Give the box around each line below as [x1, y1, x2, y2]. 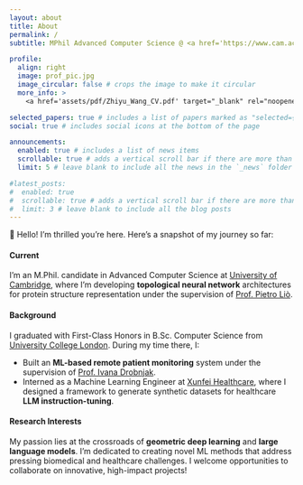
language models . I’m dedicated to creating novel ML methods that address [9, 445, 292, 456]
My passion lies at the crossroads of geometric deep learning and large [9, 435, 279, 447]
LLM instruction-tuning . [22, 395, 115, 406]
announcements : [9, 137, 67, 147]
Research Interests [9, 416, 82, 427]
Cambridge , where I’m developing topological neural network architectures [9, 279, 291, 290]
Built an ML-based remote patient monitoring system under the [22, 357, 262, 368]
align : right [17, 63, 67, 72]
